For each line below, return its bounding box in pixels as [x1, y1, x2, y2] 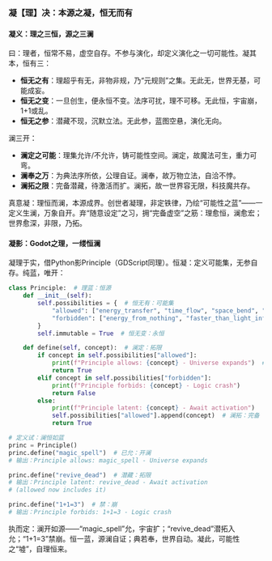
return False [51, 389, 96, 397]
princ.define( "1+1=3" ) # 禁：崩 [8, 500, 117, 509]
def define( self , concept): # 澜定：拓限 [23, 344, 162, 352]
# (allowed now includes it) [8, 486, 107, 495]
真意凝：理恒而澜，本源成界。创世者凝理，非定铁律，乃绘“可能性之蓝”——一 [8, 198, 263, 208]
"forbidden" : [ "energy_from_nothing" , [51, 314, 183, 322]
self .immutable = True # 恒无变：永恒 [37, 329, 164, 338]
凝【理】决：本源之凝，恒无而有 [8, 6, 134, 18]
